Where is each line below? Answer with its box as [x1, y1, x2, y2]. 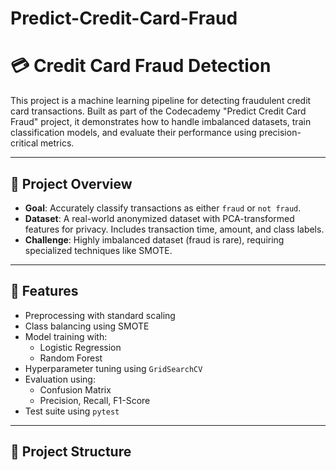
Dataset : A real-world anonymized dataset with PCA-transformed [24, 212, 295, 224]
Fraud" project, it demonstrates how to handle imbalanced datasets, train [10, 116, 312, 128]
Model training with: [24, 330, 108, 342]
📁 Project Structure [10, 443, 132, 461]
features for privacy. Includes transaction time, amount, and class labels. [24, 223, 325, 235]
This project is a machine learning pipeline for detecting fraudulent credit [10, 95, 312, 107]
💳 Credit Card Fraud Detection [10, 55, 272, 77]
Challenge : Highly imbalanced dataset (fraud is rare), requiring [24, 233, 285, 246]
